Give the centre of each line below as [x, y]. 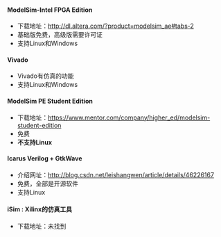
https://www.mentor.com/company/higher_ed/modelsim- [129, 117]
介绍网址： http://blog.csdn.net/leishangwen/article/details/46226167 [116, 174]
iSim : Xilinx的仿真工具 [40, 209]
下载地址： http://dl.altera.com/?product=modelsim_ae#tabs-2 [105, 26]
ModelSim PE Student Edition [50, 101]
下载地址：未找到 [42, 227]
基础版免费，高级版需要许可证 [60, 35]
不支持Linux [35, 142]
